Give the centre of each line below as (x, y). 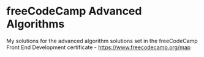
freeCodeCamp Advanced (74, 11)
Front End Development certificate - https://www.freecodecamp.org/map (99, 47)
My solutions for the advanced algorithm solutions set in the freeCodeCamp (102, 41)
